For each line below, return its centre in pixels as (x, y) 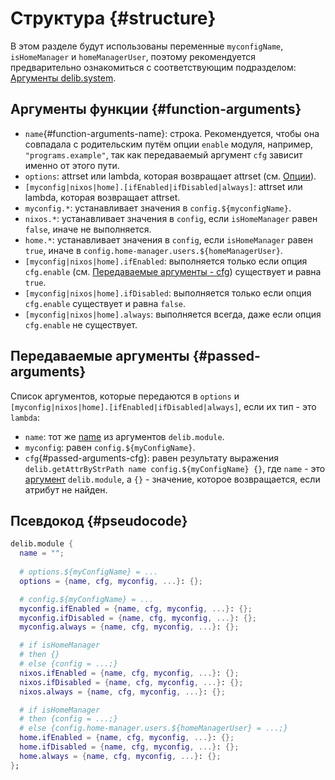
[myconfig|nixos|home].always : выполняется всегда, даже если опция (173, 314)
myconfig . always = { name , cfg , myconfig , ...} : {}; (129, 627)
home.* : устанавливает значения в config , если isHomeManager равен (169, 239)
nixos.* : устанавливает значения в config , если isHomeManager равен (171, 218)
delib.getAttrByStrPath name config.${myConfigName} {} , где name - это (175, 468)
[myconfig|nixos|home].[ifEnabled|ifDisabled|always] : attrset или (163, 186)
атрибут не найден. (66, 489)
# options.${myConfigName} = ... (89, 572)
